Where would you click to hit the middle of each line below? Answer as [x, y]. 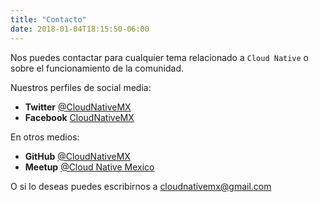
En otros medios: [45, 137]
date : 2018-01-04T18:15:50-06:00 [80, 29]
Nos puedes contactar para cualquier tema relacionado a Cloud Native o [160, 57]
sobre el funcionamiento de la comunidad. [97, 68]
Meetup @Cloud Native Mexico [89, 167]
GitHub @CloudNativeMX [77, 156]
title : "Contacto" [48, 19]
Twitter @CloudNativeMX [78, 107]
